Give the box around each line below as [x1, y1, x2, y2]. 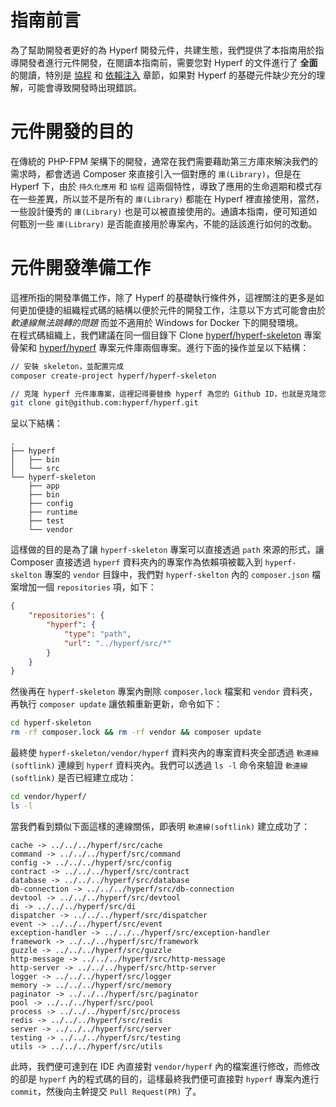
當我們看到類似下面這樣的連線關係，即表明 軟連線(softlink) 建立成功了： [10, 820, 311, 832]
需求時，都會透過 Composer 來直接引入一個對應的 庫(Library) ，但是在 [10, 167, 302, 180]
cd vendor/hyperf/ [10, 792, 87, 802]
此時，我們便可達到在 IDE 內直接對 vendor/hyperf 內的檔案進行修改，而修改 [10, 1060, 321, 1072]
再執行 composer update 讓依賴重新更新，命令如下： [10, 698, 223, 710]
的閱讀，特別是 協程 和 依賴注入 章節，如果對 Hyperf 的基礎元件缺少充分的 [10, 69, 317, 81]
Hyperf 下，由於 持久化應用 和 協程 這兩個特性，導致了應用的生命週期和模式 [10, 180, 314, 192]
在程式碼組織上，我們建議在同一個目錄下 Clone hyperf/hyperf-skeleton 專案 [10, 329, 322, 341]
